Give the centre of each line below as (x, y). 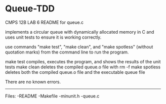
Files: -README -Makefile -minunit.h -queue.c (52, 96)
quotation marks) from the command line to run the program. (67, 52)
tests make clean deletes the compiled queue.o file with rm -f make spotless (83, 67)
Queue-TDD (30, 9)
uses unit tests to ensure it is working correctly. (53, 37)
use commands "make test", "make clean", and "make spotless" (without (79, 47)
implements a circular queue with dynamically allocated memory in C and (80, 32)
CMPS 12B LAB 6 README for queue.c (44, 22)
